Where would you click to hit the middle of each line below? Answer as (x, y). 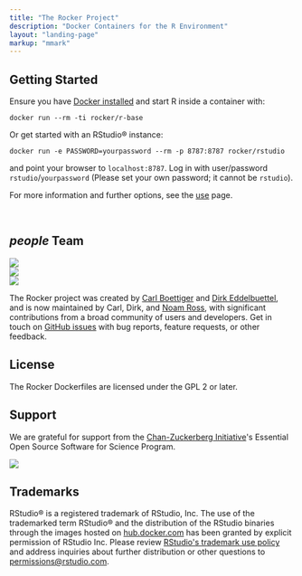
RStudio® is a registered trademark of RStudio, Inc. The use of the (132, 514)
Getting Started (54, 79)
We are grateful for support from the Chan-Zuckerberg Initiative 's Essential (149, 437)
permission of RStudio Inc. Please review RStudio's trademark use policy (145, 543)
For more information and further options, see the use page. (121, 195)
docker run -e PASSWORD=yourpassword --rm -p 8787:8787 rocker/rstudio (147, 151)
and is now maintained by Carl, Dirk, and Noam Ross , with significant (138, 307)
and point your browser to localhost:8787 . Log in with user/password (139, 168)
